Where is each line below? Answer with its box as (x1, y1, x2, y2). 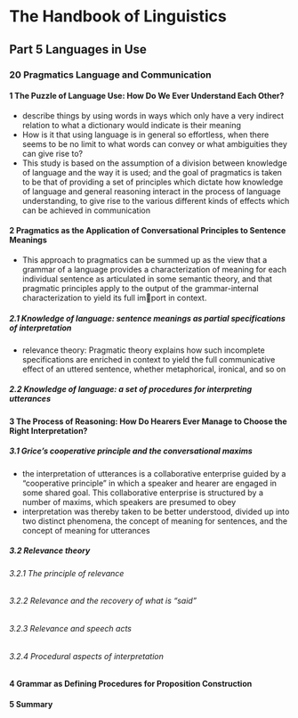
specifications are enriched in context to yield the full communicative (21, 354, 276, 364)
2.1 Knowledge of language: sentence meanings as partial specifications (9, 313, 286, 323)
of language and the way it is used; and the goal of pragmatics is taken (21, 167, 283, 177)
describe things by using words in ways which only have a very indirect (21, 110, 285, 121)
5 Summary (9, 698, 53, 709)
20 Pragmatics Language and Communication (9, 69, 212, 81)
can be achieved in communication (21, 205, 151, 216)
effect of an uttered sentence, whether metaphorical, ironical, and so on (21, 363, 286, 374)
